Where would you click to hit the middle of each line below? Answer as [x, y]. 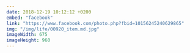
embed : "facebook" [30, 18]
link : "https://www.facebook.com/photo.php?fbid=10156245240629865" [95, 23]
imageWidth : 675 [27, 35]
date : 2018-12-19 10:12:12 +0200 [49, 12]
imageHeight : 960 [28, 40]
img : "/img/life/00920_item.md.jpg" [53, 29]
